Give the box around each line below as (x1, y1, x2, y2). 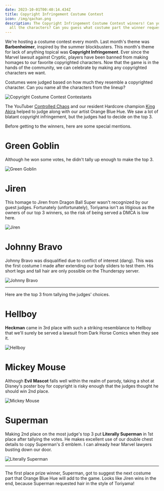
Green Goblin (5, 140, 60, 151)
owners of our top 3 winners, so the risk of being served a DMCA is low (5, 210, 149, 215)
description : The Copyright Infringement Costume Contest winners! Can (5, 21, 154, 26)
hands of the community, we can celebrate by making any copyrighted (5, 64, 147, 71)
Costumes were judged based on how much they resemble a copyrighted (5, 79, 153, 85)
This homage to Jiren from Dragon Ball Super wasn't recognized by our (5, 199, 149, 205)
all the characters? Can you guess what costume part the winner (9, 25, 145, 30)
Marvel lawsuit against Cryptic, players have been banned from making (5, 54, 148, 60)
